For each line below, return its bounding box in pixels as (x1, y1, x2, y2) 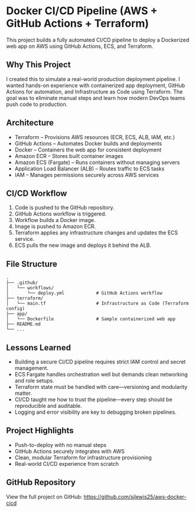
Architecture (6, 118, 54, 128)
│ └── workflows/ (6, 285, 54, 291)
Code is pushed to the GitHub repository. (14, 204, 115, 211)
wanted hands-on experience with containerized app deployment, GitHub (6, 82, 185, 89)
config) (6, 306, 25, 312)
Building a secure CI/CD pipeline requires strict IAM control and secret (14, 358, 186, 365)
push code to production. (6, 101, 68, 108)
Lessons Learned (6, 342, 71, 353)
